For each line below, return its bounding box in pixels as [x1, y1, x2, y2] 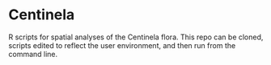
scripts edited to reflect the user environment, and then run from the [8, 40, 236, 50]
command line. [8, 49, 58, 59]
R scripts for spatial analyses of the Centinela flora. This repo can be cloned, [8, 32, 264, 42]
